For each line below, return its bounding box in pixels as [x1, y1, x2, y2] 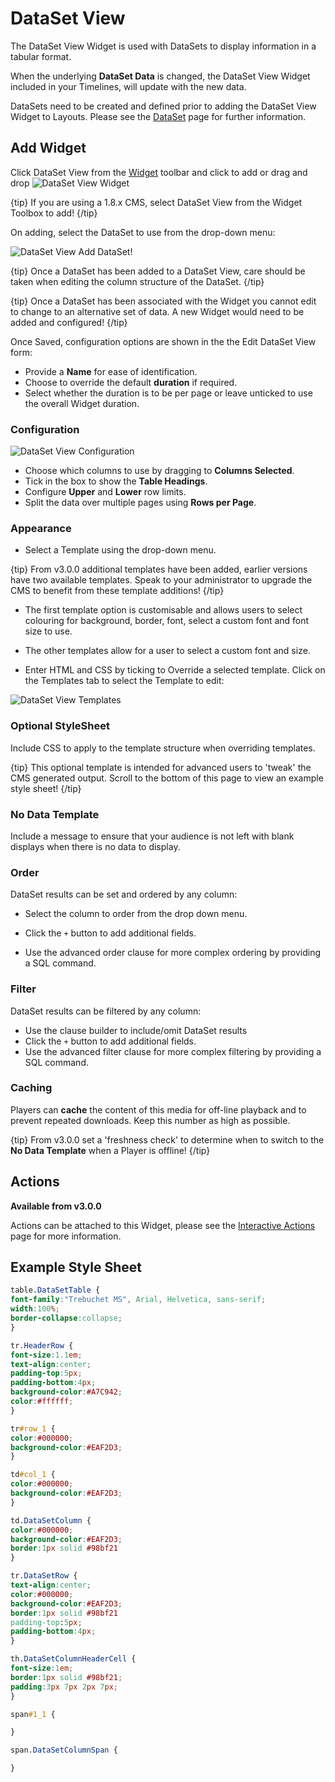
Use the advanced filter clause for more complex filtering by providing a [24, 1045, 322, 1057]
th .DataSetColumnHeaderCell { [10, 1654, 137, 1664]
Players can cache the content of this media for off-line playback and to [10, 1103, 307, 1116]
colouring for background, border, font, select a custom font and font [24, 615, 310, 627]
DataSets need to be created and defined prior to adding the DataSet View [10, 100, 317, 112]
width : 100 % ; [10, 1304, 60, 1314]
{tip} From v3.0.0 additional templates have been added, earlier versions [10, 563, 308, 576]
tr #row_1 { [10, 1423, 56, 1434]
